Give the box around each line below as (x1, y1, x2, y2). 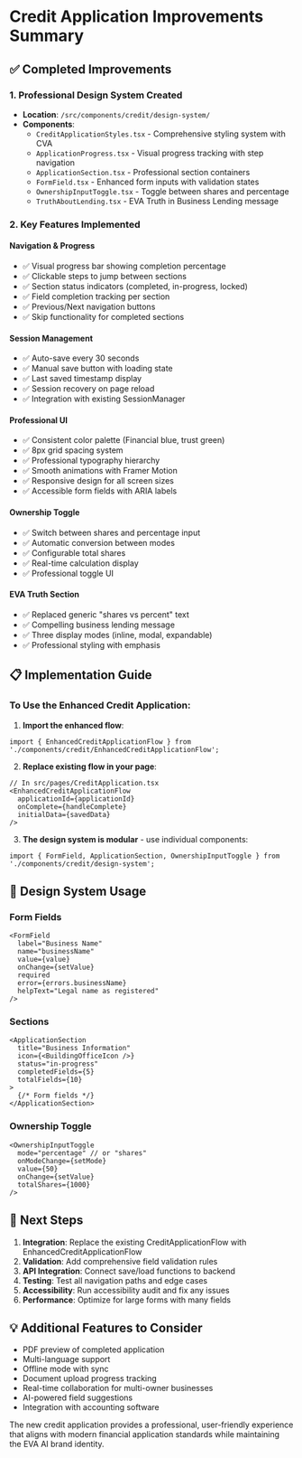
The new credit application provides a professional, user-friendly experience (9, 1419, 294, 1430)
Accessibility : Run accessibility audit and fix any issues (22, 1284, 230, 1295)
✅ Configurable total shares (22, 547, 126, 558)
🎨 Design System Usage (9, 883, 147, 898)
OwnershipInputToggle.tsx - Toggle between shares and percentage (35, 185, 290, 196)
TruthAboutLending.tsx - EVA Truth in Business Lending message (35, 195, 279, 206)
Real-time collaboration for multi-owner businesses (22, 1383, 214, 1394)
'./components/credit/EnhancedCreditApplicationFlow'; (9, 745, 220, 754)
